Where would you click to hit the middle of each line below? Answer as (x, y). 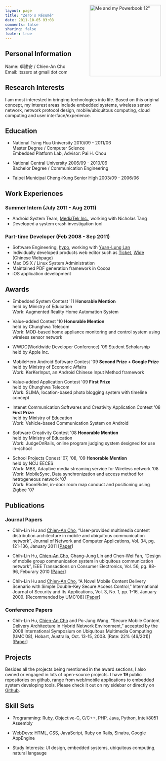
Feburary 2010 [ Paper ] (43, 571)
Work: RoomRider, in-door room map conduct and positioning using (81, 485)
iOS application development (42, 274)
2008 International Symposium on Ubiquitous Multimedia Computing (82, 631)
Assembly (22, 723)
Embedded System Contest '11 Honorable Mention (64, 301)
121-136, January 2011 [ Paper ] (42, 546)
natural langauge (29, 753)
